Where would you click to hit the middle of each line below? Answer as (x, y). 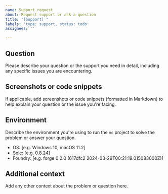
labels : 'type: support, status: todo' (47, 24)
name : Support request (29, 10)
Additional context (35, 174)
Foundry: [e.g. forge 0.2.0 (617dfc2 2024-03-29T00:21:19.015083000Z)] (88, 158)
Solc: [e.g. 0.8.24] (31, 153)
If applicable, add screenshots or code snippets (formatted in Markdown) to (84, 99)
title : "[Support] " (27, 19)
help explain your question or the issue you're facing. (61, 104)
